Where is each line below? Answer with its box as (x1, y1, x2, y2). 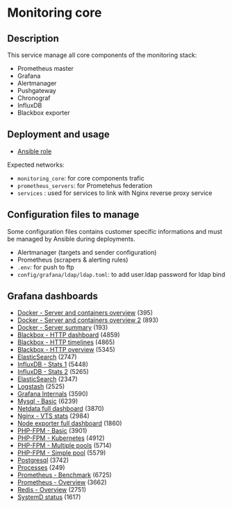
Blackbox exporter (17, 109, 70, 117)
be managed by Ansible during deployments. (7, 235, 135, 243)
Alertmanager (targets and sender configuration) (17, 248, 157, 256)
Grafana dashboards (7, 290, 99, 303)
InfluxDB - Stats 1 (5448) (17, 360, 89, 369)
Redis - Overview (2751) (17, 486, 87, 494)
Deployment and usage (7, 128, 110, 140)
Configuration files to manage (7, 209, 140, 221)
